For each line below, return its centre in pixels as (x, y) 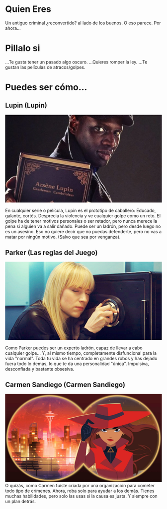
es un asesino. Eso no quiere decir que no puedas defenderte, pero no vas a (83, 232)
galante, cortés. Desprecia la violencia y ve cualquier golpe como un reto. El (83, 216)
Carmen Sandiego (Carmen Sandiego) (65, 385)
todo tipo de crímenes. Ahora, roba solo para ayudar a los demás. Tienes (80, 491)
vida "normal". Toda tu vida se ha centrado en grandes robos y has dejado (81, 359)
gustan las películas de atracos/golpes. (45, 67)
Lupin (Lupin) (26, 105)
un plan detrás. (21, 501)
